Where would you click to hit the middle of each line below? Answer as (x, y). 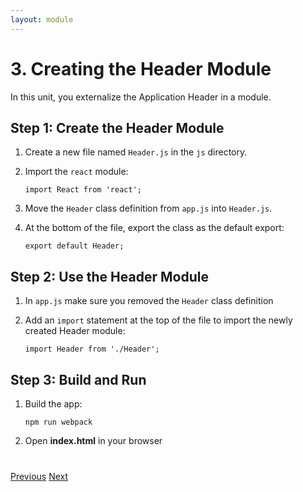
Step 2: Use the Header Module (109, 276)
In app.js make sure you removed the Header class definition (149, 301)
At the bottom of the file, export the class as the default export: (154, 228)
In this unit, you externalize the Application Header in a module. (141, 97)
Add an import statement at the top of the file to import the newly (158, 320)
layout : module (42, 19)
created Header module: (75, 331)
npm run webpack (58, 422)
